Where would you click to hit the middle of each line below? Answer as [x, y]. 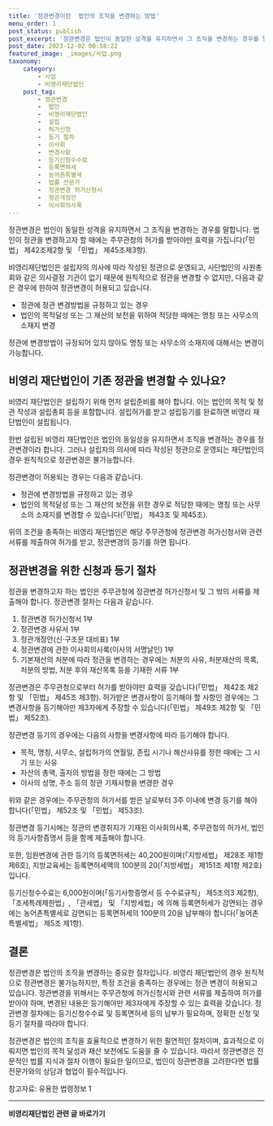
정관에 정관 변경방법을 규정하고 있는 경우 [84, 305]
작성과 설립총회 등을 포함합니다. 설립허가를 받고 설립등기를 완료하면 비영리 [134, 412]
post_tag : [40, 92]
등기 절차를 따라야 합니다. [49, 1023]
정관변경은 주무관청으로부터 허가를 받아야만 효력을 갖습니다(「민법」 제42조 [127, 687]
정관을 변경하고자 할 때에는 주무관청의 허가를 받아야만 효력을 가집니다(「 [136, 239]
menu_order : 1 [32, 24]
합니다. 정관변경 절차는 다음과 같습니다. [92, 602]
